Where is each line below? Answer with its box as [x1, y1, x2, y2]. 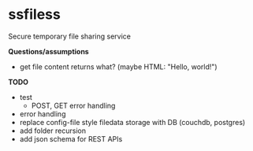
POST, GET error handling [31, 101, 116, 110]
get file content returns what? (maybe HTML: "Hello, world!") [19, 61, 218, 72]
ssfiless [8, 6, 61, 24]
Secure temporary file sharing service [8, 31, 132, 41]
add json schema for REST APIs [19, 134, 123, 143]
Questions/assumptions [8, 46, 89, 56]
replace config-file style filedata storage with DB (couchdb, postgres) [19, 117, 246, 127]
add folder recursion [19, 126, 87, 135]
